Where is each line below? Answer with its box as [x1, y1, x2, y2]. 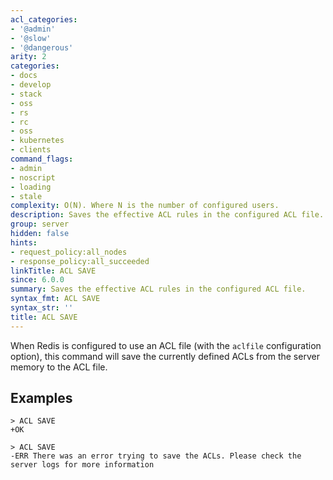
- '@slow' [10, 33, 52, 43]
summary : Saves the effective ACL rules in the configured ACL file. [10, 284, 307, 295]
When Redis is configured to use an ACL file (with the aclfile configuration [10, 339, 322, 351]
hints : [10, 237, 38, 248]
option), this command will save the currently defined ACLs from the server [10, 350, 320, 362]
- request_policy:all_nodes [10, 247, 128, 257]
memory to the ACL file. [10, 361, 108, 373]
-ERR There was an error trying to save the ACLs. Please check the [10, 451, 302, 461]
